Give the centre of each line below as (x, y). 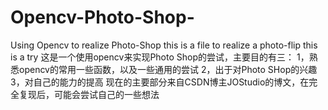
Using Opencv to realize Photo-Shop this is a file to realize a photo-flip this (164, 45)
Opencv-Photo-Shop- (102, 17)
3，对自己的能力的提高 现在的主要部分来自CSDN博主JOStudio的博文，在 (160, 82)
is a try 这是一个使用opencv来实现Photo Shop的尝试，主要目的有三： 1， (160, 57)
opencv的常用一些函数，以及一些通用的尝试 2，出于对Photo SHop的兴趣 (168, 69)
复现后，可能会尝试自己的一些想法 (89, 94)
